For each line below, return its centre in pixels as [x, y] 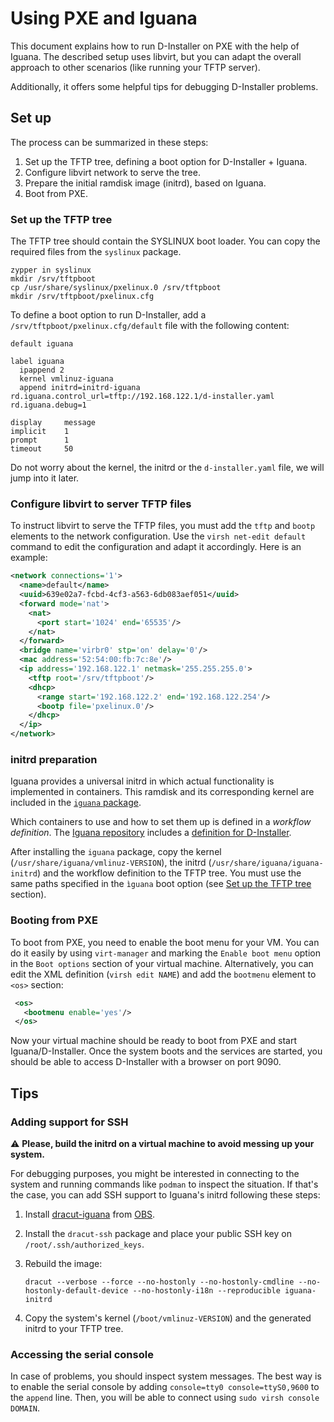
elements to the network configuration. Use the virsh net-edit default [158, 536]
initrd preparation [54, 760]
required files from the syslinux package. [96, 252]
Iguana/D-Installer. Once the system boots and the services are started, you [166, 1051]
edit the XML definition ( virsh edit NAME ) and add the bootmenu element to [163, 974]
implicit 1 [40, 432]
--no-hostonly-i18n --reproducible [206, 1291]
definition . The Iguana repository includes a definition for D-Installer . [151, 833]
